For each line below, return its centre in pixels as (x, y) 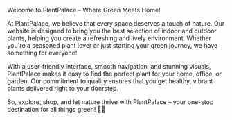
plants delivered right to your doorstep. (63, 88)
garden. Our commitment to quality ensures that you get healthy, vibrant (110, 81)
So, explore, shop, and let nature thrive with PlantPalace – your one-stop (110, 102)
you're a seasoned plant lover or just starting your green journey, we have (113, 45)
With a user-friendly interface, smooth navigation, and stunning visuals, (109, 66)
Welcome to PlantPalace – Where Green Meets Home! (84, 10)
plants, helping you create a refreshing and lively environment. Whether (109, 38)
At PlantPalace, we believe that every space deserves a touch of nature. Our (116, 23)
